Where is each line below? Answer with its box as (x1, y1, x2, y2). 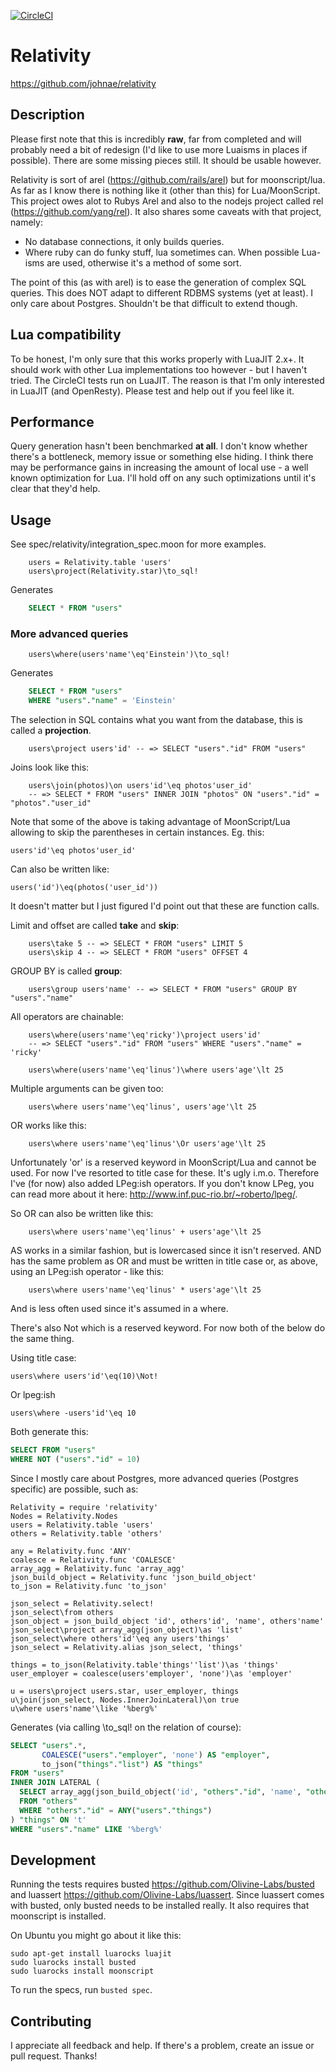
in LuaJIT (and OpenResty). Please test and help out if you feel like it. (10, 385, 295, 397)
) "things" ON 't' (10, 1815, 87, 1825)
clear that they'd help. (10, 483, 101, 495)
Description (10, 106, 85, 124)
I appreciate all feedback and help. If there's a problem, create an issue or (10, 2040, 315, 2052)
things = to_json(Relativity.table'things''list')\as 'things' (10, 1660, 280, 1670)
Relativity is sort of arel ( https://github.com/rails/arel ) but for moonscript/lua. (10, 173, 326, 185)
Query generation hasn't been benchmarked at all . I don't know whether (10, 440, 308, 452)
